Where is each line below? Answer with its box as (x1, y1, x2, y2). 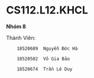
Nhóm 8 (6, 23, 27, 30)
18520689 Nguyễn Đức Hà (17, 45, 78, 52)
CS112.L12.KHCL (6, 4, 89, 17)
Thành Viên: (6, 34, 36, 41)
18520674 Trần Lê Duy (17, 66, 73, 72)
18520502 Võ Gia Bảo (17, 56, 70, 62)
